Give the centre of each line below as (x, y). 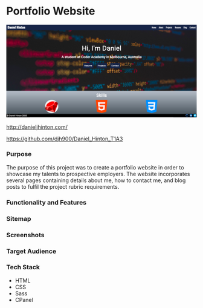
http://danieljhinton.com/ (37, 127)
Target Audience (31, 251)
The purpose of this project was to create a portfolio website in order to (95, 167)
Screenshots (25, 235)
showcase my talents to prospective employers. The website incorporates (98, 174)
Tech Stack (23, 267)
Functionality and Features (46, 202)
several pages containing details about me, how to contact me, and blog (96, 180)
